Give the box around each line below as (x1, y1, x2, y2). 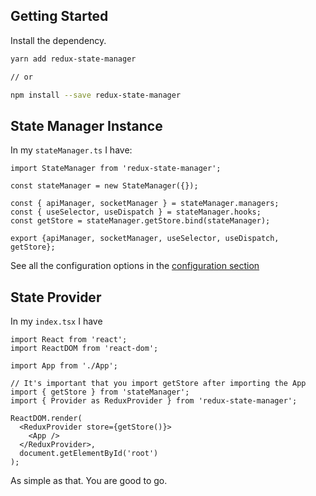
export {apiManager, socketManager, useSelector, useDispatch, (10, 234, 280, 244)
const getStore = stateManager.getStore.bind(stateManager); (10, 216, 271, 226)
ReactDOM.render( (10, 414, 83, 424)
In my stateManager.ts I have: (10, 144, 133, 156)
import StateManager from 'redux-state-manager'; (10, 164, 222, 174)
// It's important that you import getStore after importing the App (10, 379, 307, 389)
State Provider (10, 289, 102, 306)
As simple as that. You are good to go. (10, 475, 168, 487)
